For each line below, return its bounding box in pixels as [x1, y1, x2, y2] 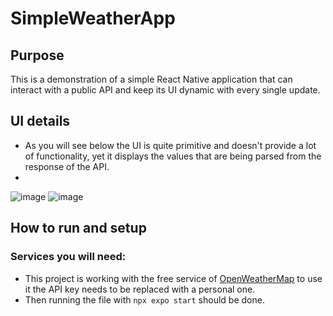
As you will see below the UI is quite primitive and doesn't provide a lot [24, 139, 317, 151]
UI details [10, 113, 71, 130]
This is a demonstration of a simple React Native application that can [10, 73, 293, 85]
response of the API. [24, 160, 110, 172]
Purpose [10, 47, 65, 64]
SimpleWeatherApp [10, 7, 176, 30]
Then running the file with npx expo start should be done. [24, 293, 265, 306]
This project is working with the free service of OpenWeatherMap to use [24, 272, 323, 284]
